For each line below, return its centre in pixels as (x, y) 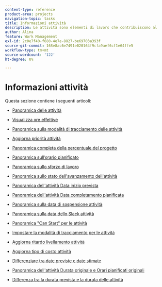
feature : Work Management (31, 37)
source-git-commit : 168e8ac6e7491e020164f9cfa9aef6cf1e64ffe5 (69, 46)
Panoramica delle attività (37, 110)
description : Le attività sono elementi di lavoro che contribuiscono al (81, 28)
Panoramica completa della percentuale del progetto (65, 148)
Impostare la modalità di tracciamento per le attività (63, 233)
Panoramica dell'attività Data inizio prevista (55, 186)
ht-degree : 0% (19, 59)
